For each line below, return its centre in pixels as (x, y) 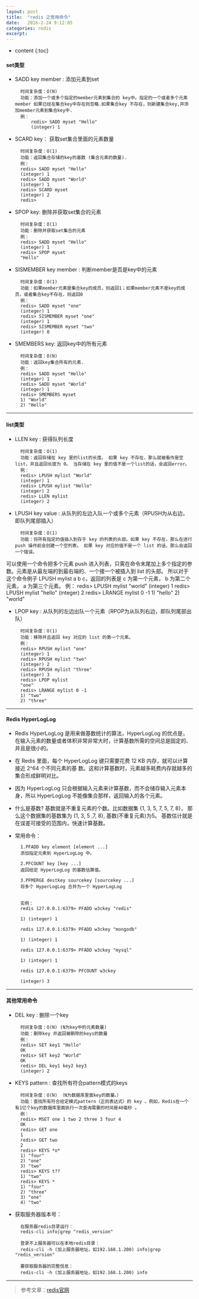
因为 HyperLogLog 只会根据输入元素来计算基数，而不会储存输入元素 (98, 788)
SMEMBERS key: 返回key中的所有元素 (61, 344)
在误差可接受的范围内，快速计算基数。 (61, 823)
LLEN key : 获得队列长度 (44, 439)
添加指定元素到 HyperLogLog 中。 (57, 853)
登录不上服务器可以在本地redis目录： (60, 1243)
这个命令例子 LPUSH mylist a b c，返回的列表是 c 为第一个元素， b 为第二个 (98, 578)
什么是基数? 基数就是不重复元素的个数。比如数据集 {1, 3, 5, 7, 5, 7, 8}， (100, 808)
